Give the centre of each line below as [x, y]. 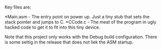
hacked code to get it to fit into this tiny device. [52, 27]
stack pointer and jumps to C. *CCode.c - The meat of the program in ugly [81, 22]
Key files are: [18, 7]
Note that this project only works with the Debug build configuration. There [81, 37]
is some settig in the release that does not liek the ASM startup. [69, 42]
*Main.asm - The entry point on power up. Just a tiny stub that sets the [77, 17]
